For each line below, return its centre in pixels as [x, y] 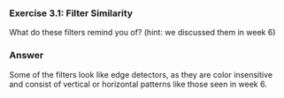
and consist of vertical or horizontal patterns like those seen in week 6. [138, 84]
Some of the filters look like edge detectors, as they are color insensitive [141, 74]
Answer [27, 56]
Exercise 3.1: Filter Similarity [71, 13]
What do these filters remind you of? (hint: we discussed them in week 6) [142, 33]
